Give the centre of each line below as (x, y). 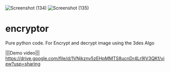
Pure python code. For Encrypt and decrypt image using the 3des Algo (80, 43)
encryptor (27, 29)
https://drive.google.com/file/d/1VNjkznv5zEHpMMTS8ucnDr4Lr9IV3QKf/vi (85, 58)
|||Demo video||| (23, 53)
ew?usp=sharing (23, 64)
